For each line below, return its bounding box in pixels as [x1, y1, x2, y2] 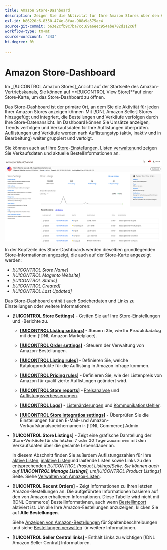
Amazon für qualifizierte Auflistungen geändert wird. [19, 377, 128, 383]
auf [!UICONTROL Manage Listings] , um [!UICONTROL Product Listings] [12, 468, 162, 474]
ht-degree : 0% [5, 40, 35, 45]
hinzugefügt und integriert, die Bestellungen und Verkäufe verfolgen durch [5, 114, 158, 120]
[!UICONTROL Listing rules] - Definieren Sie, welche [19, 357, 128, 363]
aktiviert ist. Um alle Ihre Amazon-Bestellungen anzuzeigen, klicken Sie [12, 504, 158, 510]
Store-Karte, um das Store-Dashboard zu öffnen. [5, 94, 105, 100]
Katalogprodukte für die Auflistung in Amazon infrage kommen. [19, 362, 150, 368]
